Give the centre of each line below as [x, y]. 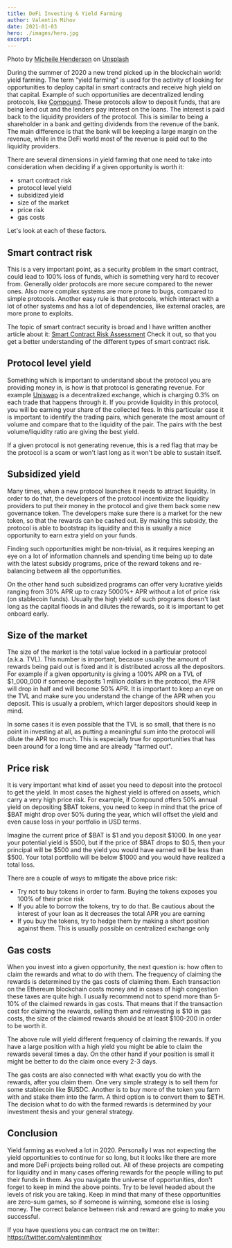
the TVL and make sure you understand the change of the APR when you [111, 696]
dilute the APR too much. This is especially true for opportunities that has [111, 739]
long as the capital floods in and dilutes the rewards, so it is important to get [115, 606]
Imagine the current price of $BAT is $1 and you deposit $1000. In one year [114, 835]
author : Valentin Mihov [42, 20]
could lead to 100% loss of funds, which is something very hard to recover [113, 276]
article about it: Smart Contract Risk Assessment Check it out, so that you [112, 334]
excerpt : [20, 40]
